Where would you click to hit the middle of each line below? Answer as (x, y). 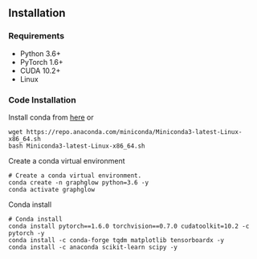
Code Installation (42, 99)
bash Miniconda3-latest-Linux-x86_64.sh (77, 146)
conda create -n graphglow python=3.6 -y (79, 182)
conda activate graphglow (51, 189)
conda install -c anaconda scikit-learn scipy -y (93, 247)
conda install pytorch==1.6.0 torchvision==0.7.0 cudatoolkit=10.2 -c (129, 226)
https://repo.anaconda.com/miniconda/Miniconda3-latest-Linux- (134, 132)
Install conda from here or (51, 117)
